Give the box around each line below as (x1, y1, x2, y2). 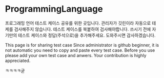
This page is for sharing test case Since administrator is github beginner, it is (5, 42, 159, 48)
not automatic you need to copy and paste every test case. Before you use (5, 47, 155, 53)
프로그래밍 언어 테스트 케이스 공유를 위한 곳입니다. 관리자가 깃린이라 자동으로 (5, 20, 151, 26)
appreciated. (5, 58, 31, 63)
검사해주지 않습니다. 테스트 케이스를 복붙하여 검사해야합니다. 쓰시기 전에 (14, 26, 151, 32)
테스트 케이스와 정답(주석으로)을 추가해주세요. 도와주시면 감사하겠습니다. (18, 32, 156, 38)
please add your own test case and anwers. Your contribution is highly (5, 52, 146, 58)
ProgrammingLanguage (5, 3, 103, 15)
